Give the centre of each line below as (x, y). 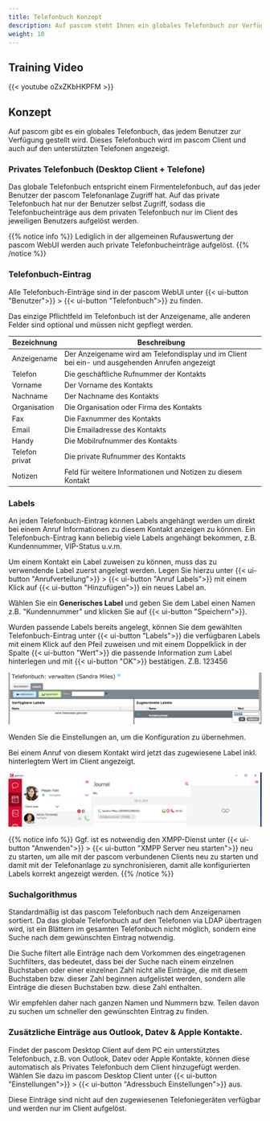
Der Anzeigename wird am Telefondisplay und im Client (155, 354)
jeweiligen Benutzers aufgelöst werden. (74, 221)
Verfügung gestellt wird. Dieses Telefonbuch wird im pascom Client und (127, 140)
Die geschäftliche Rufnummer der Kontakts (135, 374)
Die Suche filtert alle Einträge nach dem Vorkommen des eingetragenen (127, 953)
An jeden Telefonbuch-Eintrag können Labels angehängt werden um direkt (132, 521)
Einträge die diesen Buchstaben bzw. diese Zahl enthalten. (105, 988)
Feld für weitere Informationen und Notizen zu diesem (153, 472)
